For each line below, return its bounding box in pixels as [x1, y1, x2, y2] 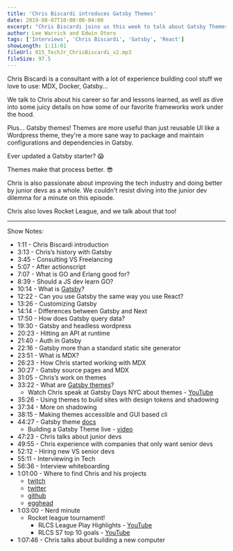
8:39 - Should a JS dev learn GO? [17, 277, 114, 286]
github [27, 491, 46, 500]
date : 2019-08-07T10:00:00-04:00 [7, 17, 104, 24]
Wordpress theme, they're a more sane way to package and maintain [7, 131, 205, 139]
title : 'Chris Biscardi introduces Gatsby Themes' [7, 10, 157, 17]
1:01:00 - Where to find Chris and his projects [17, 469, 147, 477]
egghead [27, 498, 53, 507]
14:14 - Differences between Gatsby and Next [17, 306, 148, 315]
